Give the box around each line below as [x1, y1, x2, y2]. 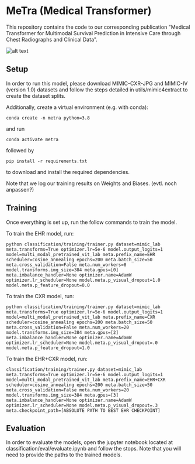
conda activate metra [6, 137, 59, 142]
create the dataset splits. [6, 92, 66, 99]
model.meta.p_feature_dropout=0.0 [6, 282, 90, 288]
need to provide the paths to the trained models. [6, 451, 123, 458]
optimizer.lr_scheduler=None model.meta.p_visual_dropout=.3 [6, 402, 158, 408]
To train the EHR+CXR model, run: [6, 355, 88, 362]
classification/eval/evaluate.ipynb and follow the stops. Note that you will [6, 445, 182, 452]
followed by [6, 146, 34, 153]
